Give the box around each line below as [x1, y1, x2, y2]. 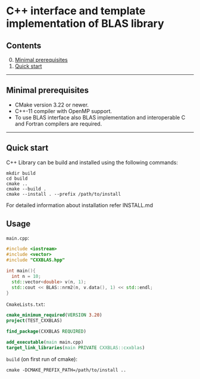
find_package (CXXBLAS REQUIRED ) [6, 328, 86, 334]
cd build [6, 176, 28, 181]
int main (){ [6, 268, 36, 274]
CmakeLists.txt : [6, 300, 46, 308]
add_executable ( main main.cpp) [6, 339, 84, 346]
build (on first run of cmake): [6, 355, 77, 362]
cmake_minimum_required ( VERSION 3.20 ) [6, 312, 102, 318]
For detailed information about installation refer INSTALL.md [6, 201, 154, 209]
